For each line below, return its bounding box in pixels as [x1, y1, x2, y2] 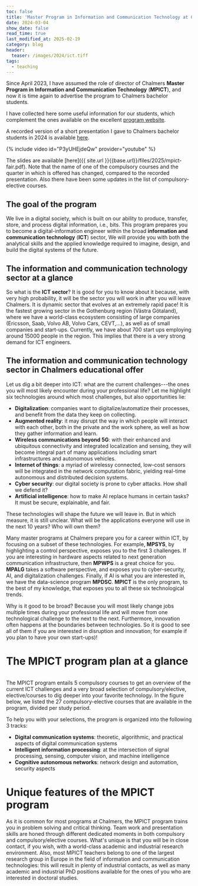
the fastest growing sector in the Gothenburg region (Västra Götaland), [6, 307, 178, 314]
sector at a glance [6, 272, 74, 283]
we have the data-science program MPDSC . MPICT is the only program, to [6, 578, 188, 585]
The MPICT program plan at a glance [6, 654, 189, 668]
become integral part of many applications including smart [14, 449, 157, 456]
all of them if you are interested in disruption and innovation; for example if [6, 627, 187, 634]
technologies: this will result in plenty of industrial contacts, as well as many [6, 861, 190, 869]
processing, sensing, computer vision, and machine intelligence [14, 752, 170, 760]
